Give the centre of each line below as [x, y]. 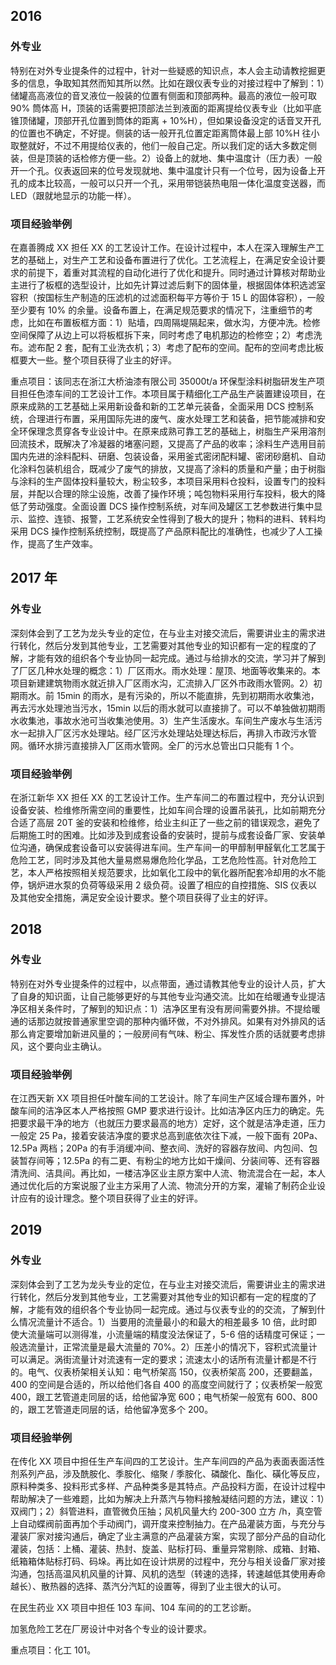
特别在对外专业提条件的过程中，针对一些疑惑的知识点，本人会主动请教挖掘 [163, 70]
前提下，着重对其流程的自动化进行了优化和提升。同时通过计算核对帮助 [172, 272]
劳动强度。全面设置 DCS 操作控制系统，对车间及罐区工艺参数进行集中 [171, 506]
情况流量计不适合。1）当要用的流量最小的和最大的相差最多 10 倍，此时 [163, 1321]
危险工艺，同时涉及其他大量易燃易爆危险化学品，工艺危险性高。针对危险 [159, 860]
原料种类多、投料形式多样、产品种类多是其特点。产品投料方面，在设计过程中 [168, 1486]
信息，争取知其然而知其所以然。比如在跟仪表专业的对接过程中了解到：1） [176, 83]
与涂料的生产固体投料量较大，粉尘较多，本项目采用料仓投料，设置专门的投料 [168, 481]
